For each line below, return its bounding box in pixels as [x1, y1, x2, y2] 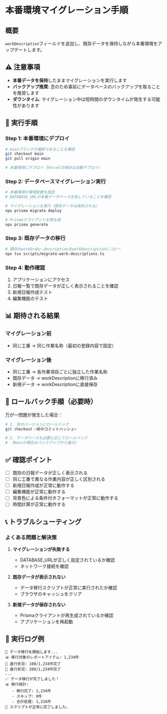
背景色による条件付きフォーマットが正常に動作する [12, 495, 119, 501]
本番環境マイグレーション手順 [5, 5, 128, 16]
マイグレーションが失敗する [12, 546, 70, 552]
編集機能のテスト [12, 295, 48, 301]
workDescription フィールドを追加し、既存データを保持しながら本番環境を [5, 41, 158, 46]
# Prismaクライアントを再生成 [5, 217, 61, 222]
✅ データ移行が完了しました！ [5, 676, 59, 681]
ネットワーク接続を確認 [20, 563, 69, 569]
